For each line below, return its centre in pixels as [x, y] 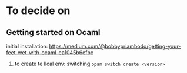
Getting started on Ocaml [54, 32]
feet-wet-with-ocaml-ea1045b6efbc [50, 53]
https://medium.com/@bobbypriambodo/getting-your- [115, 46]
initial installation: [27, 46]
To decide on [38, 11]
